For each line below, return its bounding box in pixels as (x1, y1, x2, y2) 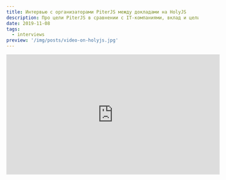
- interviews (12, 32, 45, 38)
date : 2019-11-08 (6, 20, 51, 26)
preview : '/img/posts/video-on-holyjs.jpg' (6, 37, 119, 43)
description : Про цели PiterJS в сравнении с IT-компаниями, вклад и (6, 15, 187, 21)
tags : (6, 26, 20, 32)
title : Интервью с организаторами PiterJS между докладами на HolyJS (6, 9, 187, 15)
